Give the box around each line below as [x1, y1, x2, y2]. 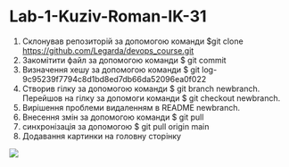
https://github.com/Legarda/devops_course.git [21, 45, 194, 55]
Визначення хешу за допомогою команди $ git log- [21, 64, 218, 75]
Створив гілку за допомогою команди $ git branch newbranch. [21, 83, 260, 94]
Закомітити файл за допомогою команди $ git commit [21, 54, 227, 65]
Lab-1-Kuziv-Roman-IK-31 [9, 6, 207, 27]
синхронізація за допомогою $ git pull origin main [21, 121, 210, 131]
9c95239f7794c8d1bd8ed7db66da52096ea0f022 [21, 73, 207, 84]
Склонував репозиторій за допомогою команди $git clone [21, 36, 244, 46]
